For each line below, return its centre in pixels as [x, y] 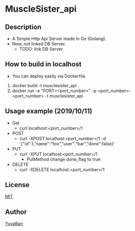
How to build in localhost [43, 64]
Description [23, 27]
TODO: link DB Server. [42, 49]
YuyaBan [14, 224]
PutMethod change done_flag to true [64, 159]
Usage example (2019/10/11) [49, 111]
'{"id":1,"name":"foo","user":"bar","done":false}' [67, 144]
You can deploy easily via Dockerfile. [49, 76]
